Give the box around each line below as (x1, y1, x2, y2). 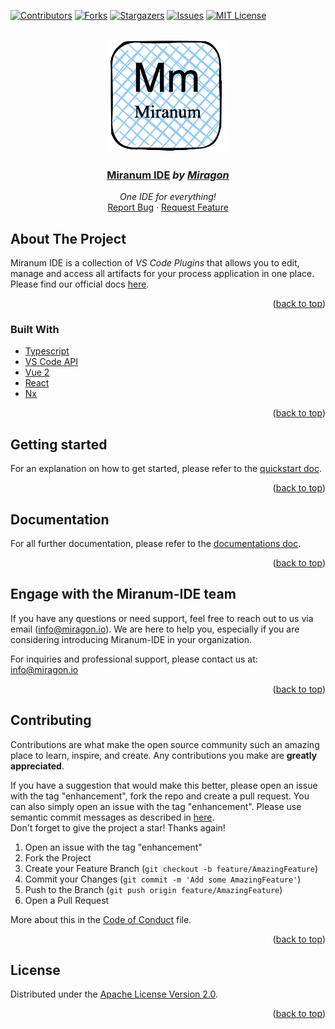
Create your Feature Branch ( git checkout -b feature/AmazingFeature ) (24, 862, 319, 874)
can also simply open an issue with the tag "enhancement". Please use (10, 800, 302, 812)
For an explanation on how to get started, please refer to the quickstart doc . (10, 463, 322, 475)
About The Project (10, 230, 127, 247)
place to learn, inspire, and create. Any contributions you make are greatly (10, 749, 318, 761)
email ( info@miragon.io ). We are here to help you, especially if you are (10, 623, 300, 635)
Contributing (10, 712, 92, 729)
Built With (10, 323, 60, 337)
